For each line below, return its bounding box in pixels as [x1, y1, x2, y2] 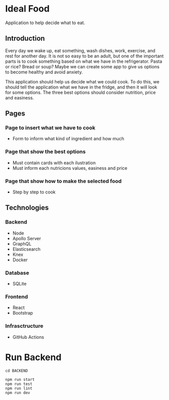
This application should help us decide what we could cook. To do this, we [5, 78, 159, 84]
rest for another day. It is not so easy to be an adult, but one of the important [5, 53, 164, 59]
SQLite [12, 281, 27, 287]
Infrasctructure [5, 323, 44, 330]
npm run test [5, 381, 33, 386]
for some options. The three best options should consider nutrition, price [5, 89, 156, 95]
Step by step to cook [12, 189, 56, 195]
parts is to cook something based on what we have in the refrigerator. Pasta [5, 58, 162, 64]
